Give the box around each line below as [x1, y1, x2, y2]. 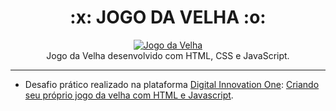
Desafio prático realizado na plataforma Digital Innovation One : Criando [24, 78, 320, 90]
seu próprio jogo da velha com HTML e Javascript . [24, 89, 234, 101]
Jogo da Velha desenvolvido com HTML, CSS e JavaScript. [46, 49, 290, 61]
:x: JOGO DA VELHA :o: [69, 6, 267, 29]
